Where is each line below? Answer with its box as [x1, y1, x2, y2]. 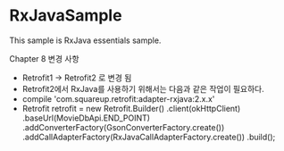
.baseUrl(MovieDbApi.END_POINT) [21, 113, 150, 123]
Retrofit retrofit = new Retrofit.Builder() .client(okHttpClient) [21, 103, 241, 113]
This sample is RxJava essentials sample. [9, 35, 162, 46]
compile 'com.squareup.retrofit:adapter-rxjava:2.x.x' [21, 93, 215, 104]
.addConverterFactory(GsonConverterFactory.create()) [21, 122, 225, 132]
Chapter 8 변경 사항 [9, 53, 79, 63]
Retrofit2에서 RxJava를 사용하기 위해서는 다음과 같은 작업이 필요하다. [21, 83, 265, 94]
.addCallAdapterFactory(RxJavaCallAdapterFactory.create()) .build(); [21, 131, 276, 142]
